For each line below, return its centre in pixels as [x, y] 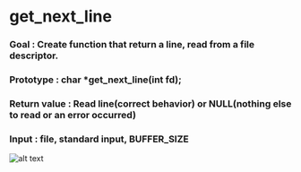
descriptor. [34, 56]
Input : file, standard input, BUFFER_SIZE [99, 139]
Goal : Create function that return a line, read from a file [132, 45]
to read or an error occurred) [73, 115]
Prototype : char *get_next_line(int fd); [95, 80]
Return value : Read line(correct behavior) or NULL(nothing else [150, 103]
